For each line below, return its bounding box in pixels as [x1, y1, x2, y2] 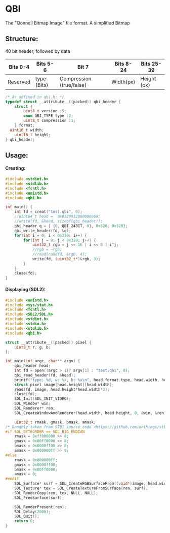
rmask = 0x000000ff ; [14, 457, 58, 462]
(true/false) [60, 81, 87, 88]
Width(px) [111, 78, 136, 85]
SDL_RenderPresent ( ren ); [14, 504, 67, 510]
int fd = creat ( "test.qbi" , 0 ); [14, 209, 82, 214]
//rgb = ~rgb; [32, 247, 62, 252]
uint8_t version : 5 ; [23, 109, 67, 114]
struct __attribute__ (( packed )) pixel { [5, 340, 92, 345]
